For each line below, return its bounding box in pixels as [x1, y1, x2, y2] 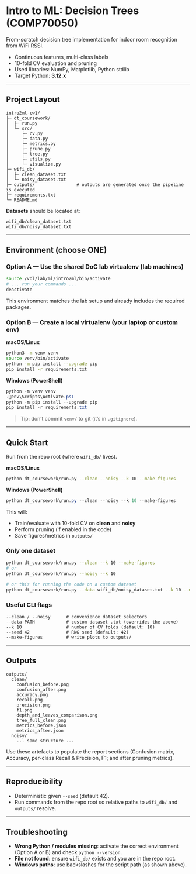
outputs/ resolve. [14, 804, 57, 811]
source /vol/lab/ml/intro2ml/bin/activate [6, 276, 111, 282]
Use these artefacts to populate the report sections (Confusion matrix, [6, 748, 175, 755]
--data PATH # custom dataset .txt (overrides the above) [6, 619, 179, 625]
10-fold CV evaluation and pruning [14, 60, 97, 67]
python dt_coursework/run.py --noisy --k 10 [6, 570, 116, 577]
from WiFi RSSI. [6, 42, 44, 49]
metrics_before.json [16, 722, 66, 728]
